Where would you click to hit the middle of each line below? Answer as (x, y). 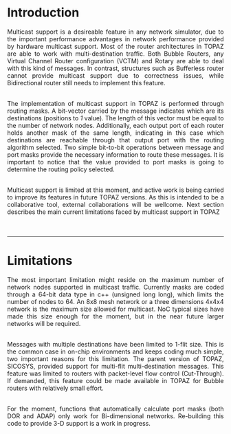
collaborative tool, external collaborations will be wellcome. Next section (115, 204)
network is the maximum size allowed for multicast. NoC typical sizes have (115, 309)
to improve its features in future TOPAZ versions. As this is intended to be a (115, 197)
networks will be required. (44, 323)
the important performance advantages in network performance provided (115, 39)
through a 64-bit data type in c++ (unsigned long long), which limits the (115, 294)
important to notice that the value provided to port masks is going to (115, 162)
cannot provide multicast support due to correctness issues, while (115, 75)
